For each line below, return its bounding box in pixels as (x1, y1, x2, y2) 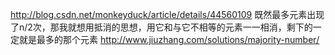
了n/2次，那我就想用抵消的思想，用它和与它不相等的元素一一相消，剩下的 (10, 21, 313, 33)
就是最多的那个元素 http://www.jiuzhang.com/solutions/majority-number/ (18, 34, 320, 45)
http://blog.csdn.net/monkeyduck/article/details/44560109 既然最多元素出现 (10, 9, 325, 20)
